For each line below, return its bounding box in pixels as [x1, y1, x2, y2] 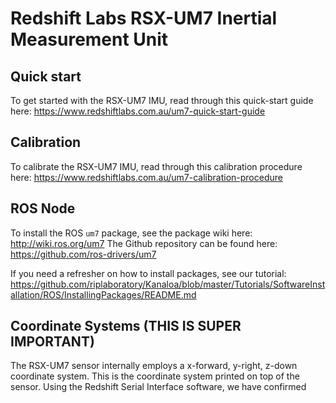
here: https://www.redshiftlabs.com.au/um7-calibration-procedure [10, 171, 283, 183]
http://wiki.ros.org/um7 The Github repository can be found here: [10, 237, 278, 249]
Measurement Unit [10, 28, 169, 51]
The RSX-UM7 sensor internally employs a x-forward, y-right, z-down [10, 360, 298, 372]
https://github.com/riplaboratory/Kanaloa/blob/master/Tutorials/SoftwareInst [10, 278, 326, 290]
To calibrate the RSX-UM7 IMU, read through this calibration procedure [10, 160, 303, 172]
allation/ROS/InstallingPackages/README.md [10, 288, 197, 301]
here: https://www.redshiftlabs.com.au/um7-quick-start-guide [10, 105, 266, 117]
